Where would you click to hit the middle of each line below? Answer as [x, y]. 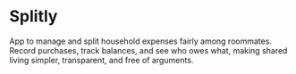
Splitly [34, 16]
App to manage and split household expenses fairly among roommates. [141, 41]
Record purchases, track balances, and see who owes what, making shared [148, 50]
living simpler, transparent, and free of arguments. [101, 60]
